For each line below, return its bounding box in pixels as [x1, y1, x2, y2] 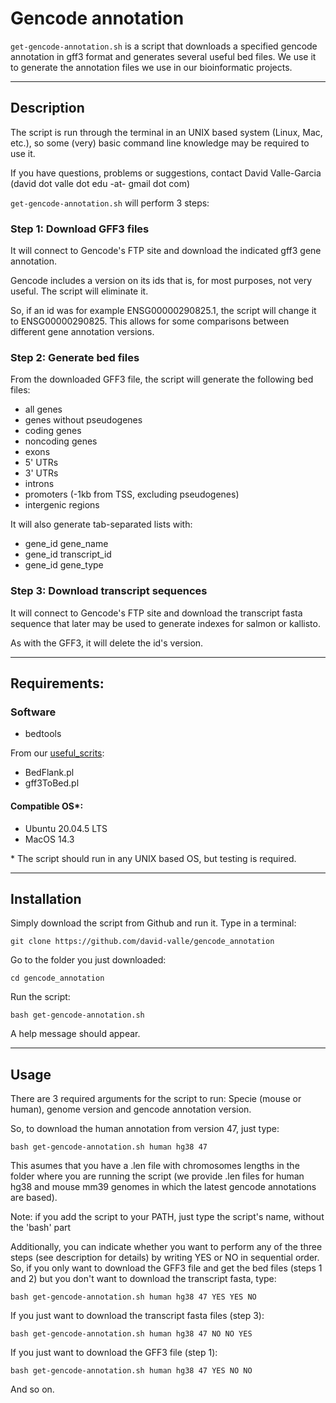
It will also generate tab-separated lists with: [10, 518, 193, 531]
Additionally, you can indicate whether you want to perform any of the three [10, 1241, 323, 1253]
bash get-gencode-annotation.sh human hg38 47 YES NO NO [10, 1366, 253, 1376]
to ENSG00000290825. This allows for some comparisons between [10, 315, 290, 327]
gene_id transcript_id [24, 548, 112, 561]
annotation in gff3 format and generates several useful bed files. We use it [10, 50, 317, 62]
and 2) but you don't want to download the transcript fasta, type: [10, 1273, 277, 1285]
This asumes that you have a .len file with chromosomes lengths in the [10, 1160, 300, 1172]
